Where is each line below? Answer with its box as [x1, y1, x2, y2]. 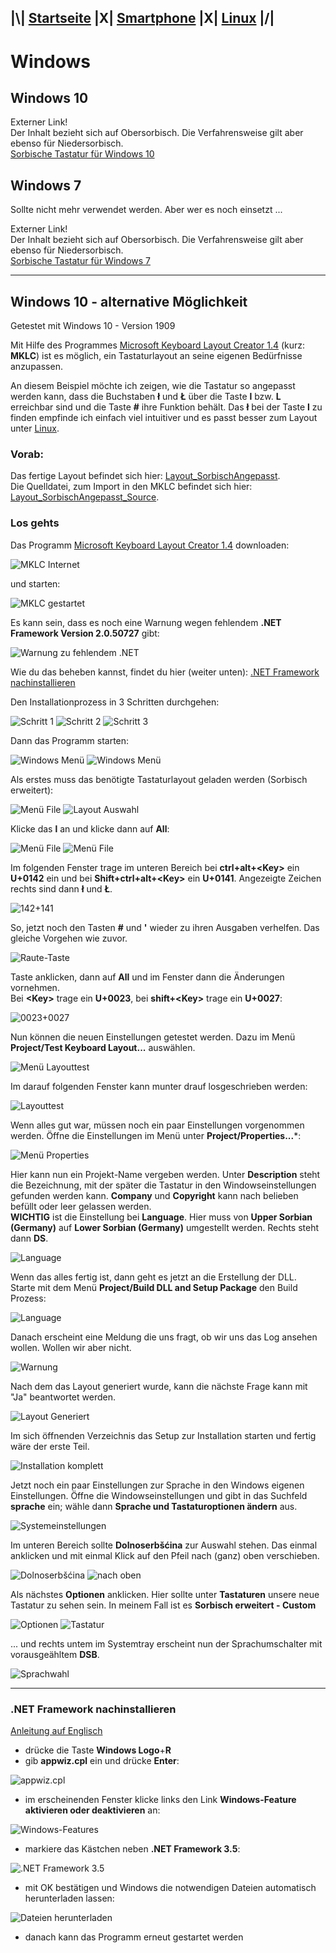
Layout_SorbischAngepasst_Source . [10, 491, 160, 503]
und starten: [10, 577, 61, 590]
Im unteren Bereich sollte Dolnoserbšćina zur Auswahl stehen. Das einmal [10, 1539, 318, 1551]
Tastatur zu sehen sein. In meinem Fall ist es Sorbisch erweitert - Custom [10, 1599, 317, 1611]
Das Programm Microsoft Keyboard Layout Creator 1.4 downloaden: [10, 539, 290, 551]
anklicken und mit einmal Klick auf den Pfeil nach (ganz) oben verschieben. [10, 1549, 320, 1561]
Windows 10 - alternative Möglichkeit [10, 293, 248, 310]
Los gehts [10, 516, 60, 530]
